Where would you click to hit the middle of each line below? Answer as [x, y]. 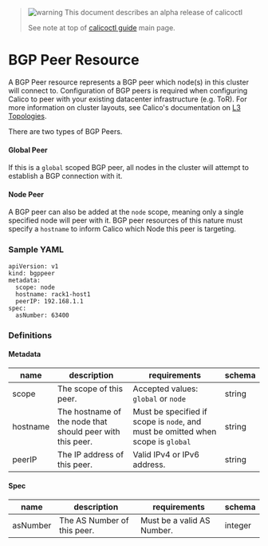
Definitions [30, 335]
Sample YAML [36, 250]
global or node [159, 398]
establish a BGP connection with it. [65, 176]
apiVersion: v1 [33, 266]
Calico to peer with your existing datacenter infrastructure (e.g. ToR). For [128, 99]
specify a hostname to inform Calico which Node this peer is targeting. [122, 229]
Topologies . [28, 116]
